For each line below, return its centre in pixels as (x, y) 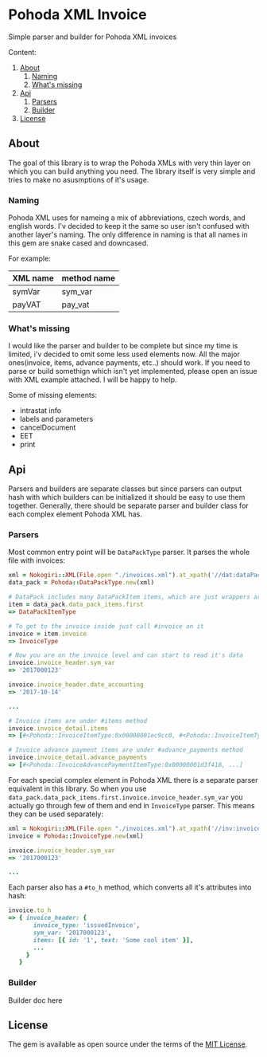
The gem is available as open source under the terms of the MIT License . (128, 1044)
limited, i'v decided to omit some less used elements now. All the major (124, 354)
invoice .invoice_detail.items (58, 728)
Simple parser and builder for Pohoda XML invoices (93, 37)
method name (89, 278)
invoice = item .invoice (48, 634)
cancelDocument (48, 427)
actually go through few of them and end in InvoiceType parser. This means (132, 805)
